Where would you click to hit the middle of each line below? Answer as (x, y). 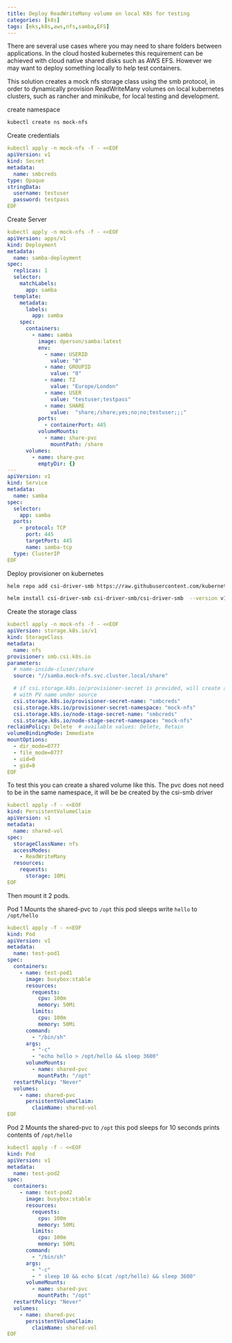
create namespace (34, 110)
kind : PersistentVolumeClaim (49, 812)
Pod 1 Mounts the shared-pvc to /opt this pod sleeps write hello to (103, 909)
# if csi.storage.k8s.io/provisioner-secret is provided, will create (117, 688)
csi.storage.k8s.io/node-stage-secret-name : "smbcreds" (95, 714)
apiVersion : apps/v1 (37, 238)
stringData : (24, 187)
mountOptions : (28, 740)
